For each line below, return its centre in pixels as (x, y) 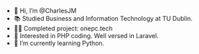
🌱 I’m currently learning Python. (59, 43)
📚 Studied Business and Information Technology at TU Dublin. (103, 18)
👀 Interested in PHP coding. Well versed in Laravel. (86, 36)
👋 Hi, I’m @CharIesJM (45, 11)
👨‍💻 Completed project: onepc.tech (63, 28)
